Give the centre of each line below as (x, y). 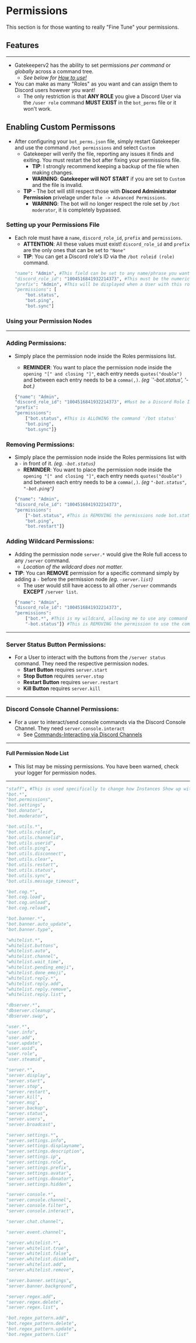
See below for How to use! (55, 77)
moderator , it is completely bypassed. (76, 210)
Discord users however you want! (55, 90)
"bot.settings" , (26, 805)
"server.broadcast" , (31, 1124)
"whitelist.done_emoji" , (36, 973)
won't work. (37, 108)
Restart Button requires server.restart (71, 682)
